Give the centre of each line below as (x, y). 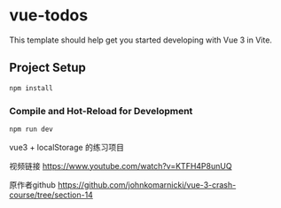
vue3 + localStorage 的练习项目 (66, 147)
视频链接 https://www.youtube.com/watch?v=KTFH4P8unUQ (121, 166)
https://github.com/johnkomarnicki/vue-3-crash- (147, 185)
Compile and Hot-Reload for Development (101, 111)
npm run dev (31, 129)
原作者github (32, 185)
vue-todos (49, 15)
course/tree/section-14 (51, 195)
